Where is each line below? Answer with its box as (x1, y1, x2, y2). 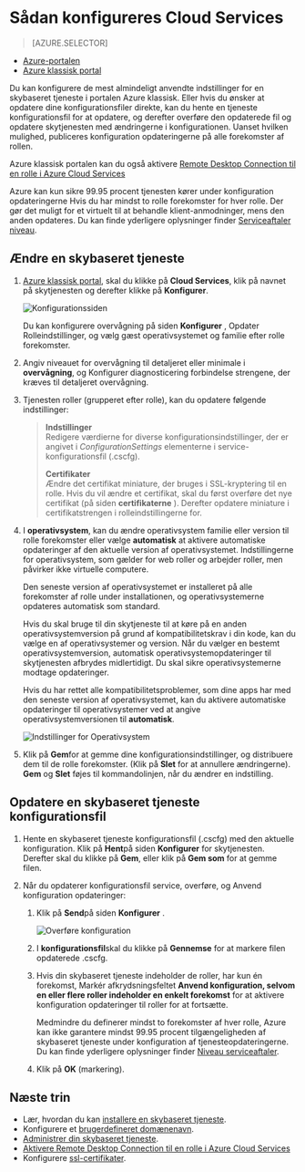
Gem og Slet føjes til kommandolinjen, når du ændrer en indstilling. (22, 768, 274, 779)
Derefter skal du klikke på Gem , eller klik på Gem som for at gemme (22, 852, 278, 864)
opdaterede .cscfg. (36, 952, 108, 963)
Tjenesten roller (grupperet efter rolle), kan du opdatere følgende (22, 394, 267, 405)
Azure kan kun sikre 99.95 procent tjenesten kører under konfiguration (9, 185, 274, 196)
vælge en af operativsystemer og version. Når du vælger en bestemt (22, 638, 280, 648)
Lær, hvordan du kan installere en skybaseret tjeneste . (22, 1114, 227, 1125)
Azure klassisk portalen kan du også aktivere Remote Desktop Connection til (9, 158, 296, 169)
